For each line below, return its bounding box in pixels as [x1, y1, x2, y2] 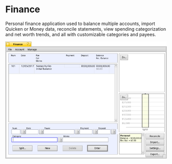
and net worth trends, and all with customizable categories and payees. [5, 31, 156, 37]
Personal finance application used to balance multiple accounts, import [5, 20, 155, 27]
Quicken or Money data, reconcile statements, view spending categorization [5, 26, 166, 32]
